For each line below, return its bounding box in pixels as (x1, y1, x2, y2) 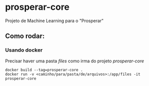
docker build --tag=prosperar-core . (5, 67, 83, 72)
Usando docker (5, 47, 43, 54)
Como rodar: (5, 32, 45, 40)
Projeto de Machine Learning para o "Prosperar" (5, 18, 104, 24)
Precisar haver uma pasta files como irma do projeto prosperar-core (5, 58, 145, 64)
